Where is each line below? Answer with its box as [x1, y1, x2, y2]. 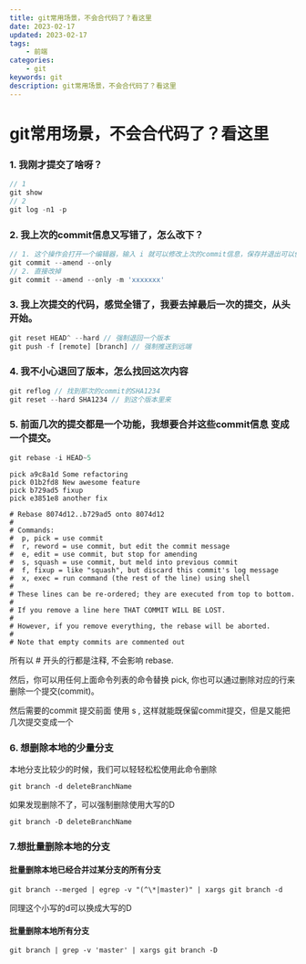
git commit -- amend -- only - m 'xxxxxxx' [9, 275, 166, 284]
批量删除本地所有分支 [9, 925, 89, 936]
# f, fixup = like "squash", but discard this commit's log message [9, 565, 280, 575]
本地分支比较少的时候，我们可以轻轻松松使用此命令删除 [9, 763, 217, 774]
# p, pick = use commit [9, 533, 104, 543]
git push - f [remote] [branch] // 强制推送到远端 [9, 341, 192, 351]
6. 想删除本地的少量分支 [9, 741, 114, 754]
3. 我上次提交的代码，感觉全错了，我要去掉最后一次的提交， [9, 299, 272, 311]
